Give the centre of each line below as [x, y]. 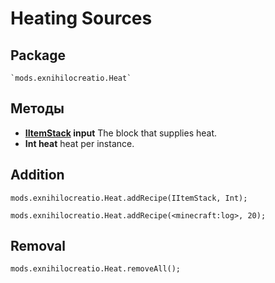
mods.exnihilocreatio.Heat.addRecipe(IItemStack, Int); [129, 198]
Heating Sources [81, 18]
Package [38, 55]
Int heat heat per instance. [79, 143]
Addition [37, 175]
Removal [38, 246]
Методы [37, 108]
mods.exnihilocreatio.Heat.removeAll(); [96, 269]
